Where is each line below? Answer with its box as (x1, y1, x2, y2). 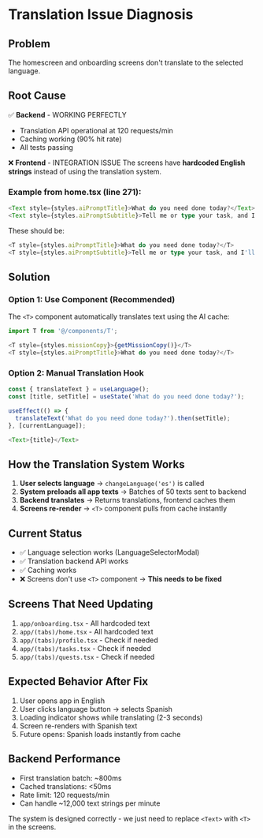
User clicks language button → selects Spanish (19, 704, 173, 713)
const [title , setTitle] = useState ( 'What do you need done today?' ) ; (8, 393, 245, 401)
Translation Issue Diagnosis (8, 6, 194, 24)
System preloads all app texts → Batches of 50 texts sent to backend (19, 487, 246, 496)
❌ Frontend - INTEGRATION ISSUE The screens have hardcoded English (8, 158, 246, 167)
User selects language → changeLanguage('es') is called (19, 479, 205, 488)
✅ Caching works (19, 566, 77, 575)
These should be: (8, 226, 65, 235)
